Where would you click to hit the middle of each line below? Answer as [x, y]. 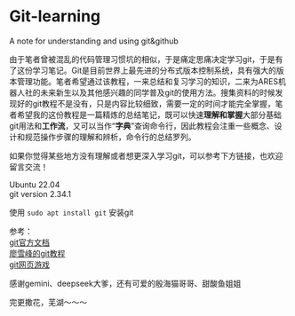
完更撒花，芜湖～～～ [48, 302]
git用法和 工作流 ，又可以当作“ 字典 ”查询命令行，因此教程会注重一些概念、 [142, 125]
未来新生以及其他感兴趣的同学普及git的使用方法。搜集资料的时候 [157, 92]
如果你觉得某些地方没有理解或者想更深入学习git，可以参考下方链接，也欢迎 [146, 155]
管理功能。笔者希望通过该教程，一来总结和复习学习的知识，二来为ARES [147, 81]
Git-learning [55, 16]
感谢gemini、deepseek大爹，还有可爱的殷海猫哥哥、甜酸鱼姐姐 [125, 283]
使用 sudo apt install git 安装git [72, 212]
